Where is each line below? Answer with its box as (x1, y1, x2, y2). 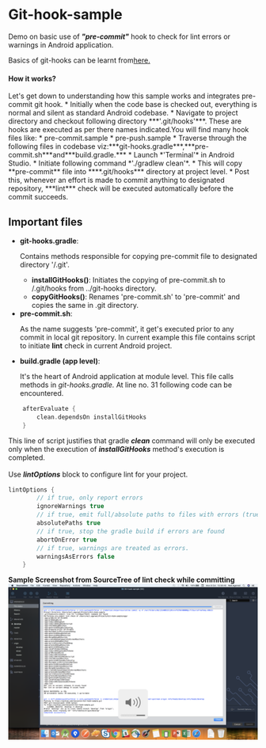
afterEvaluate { (22, 404, 77, 412)
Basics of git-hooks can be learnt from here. (8, 55, 150, 65)
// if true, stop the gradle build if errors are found (36, 527, 225, 535)
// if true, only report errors (36, 494, 144, 502)
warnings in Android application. (8, 40, 114, 49)
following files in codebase (8, 142, 97, 151)
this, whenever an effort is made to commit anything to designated (8, 176, 226, 185)
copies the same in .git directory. (31, 300, 139, 309)
